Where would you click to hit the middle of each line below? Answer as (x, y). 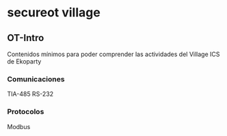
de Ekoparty (24, 62)
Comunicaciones (36, 79)
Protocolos (26, 112)
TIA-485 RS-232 (30, 94)
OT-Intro (26, 38)
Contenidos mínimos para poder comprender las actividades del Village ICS (113, 54)
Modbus (19, 126)
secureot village (54, 13)
